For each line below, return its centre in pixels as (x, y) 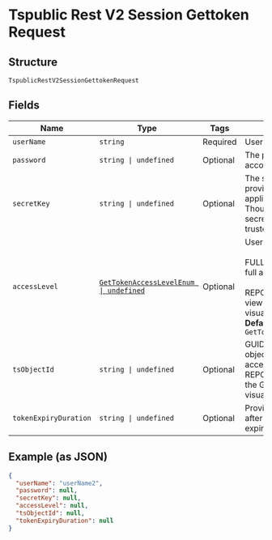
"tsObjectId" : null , (50, 513)
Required (219, 142)
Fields (24, 106)
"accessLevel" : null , (52, 506)
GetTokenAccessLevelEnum (147, 282)
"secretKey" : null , (49, 498)
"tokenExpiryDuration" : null (65, 521)
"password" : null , (47, 491)
